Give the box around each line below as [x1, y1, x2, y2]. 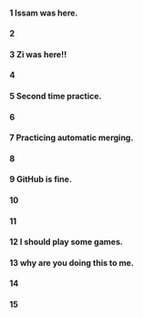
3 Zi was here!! [9, 48, 67, 59]
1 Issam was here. [9, 7, 78, 18]
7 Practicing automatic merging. [9, 132, 134, 143]
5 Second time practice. [9, 90, 102, 101]
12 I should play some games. [9, 237, 123, 248]
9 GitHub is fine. [9, 174, 73, 185]
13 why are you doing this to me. [9, 257, 135, 268]
